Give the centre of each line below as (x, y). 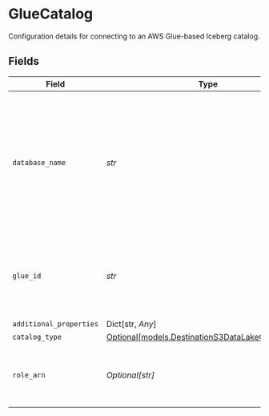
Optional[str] (130, 375)
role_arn (29, 375)
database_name (39, 162)
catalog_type (37, 337)
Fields (24, 61)
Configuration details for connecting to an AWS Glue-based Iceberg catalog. (134, 36)
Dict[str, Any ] (131, 324)
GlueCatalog (51, 14)
